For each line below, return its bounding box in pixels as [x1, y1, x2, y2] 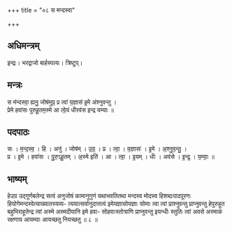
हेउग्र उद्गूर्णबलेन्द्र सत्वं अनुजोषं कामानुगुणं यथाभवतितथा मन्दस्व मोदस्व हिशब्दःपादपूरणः [7, 192, 191, 200]
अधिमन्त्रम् [7, 40, 40, 52]
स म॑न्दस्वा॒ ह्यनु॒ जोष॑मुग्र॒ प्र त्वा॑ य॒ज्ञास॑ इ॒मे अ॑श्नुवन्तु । [7, 98, 117, 106]
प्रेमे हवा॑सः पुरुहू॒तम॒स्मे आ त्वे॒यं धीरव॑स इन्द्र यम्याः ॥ [7, 105, 114, 114]
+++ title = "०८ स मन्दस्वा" [7, 6, 75, 14]
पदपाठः [7, 126, 30, 138]
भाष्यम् [7, 173, 27, 185]
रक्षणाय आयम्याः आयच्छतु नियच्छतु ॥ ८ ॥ [7, 216, 98, 224]
